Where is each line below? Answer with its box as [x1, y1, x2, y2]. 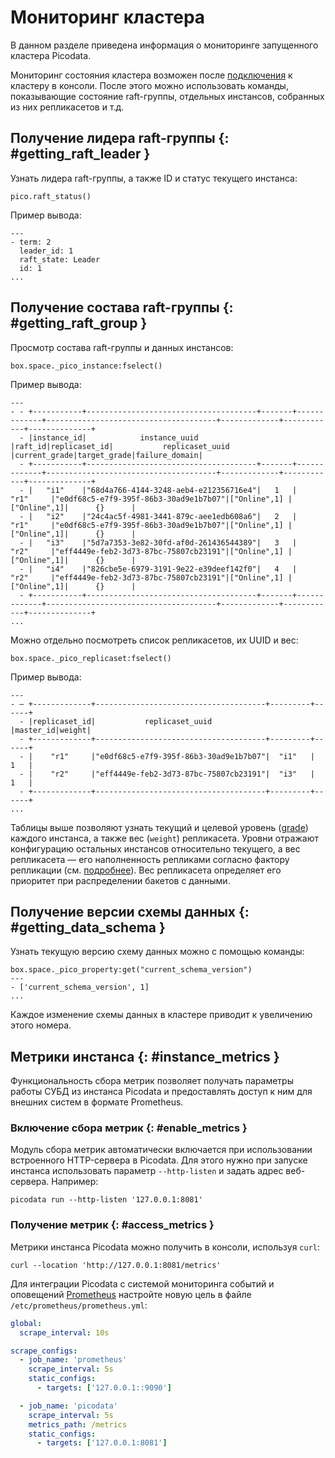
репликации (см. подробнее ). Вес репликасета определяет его [10, 864, 282, 876]
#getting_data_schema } [10, 919, 166, 936]
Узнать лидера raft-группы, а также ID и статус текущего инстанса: [10, 172, 298, 184]
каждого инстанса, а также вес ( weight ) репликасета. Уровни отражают [10, 832, 319, 844]
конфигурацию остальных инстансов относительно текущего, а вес [10, 842, 301, 855]
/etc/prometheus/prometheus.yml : [10, 1299, 148, 1311]
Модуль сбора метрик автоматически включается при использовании [10, 1144, 313, 1156]
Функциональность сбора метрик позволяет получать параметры [10, 1075, 294, 1087]
